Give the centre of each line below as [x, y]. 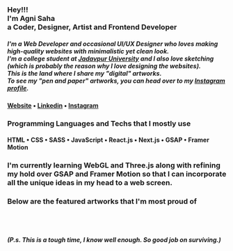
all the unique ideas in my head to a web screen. [90, 183]
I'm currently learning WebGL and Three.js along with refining [114, 165]
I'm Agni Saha [31, 18]
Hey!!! [18, 10]
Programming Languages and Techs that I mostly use [99, 123]
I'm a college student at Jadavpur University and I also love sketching [111, 58]
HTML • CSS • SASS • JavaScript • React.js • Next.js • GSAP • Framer [109, 140]
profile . [18, 88]
